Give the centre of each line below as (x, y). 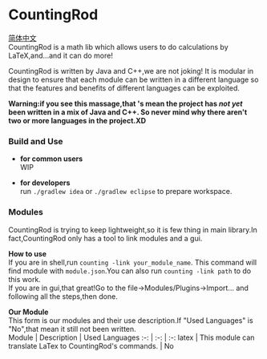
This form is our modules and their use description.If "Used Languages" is (131, 320)
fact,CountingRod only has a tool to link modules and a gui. (105, 238)
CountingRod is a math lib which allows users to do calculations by (118, 46)
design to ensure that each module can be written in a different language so (133, 79)
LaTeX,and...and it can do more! (61, 55)
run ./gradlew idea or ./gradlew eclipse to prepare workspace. (126, 192)
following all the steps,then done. (63, 296)
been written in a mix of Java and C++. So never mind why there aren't (128, 112)
